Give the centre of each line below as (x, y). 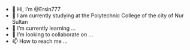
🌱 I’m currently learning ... (44, 28)
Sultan (20, 22)
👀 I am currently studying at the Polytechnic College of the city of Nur (98, 15)
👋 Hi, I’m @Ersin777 (36, 9)
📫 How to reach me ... (40, 41)
